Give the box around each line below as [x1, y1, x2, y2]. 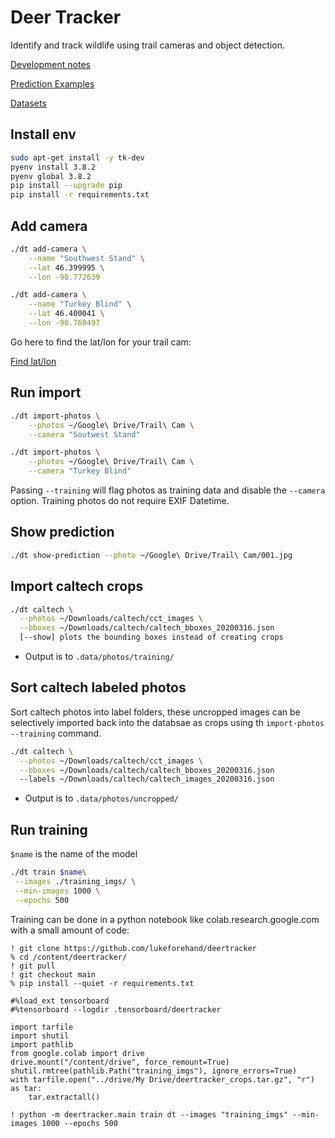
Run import [10, 384, 82, 401]
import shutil [10, 1031, 70, 1041]
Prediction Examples [10, 77, 95, 90]
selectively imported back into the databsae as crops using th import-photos [10, 716, 325, 728]
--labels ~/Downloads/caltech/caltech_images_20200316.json [19, 774, 275, 785]
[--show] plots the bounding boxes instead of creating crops [19, 632, 284, 643]
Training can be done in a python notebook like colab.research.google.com [10, 913, 320, 925]
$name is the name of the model [10, 848, 138, 860]
